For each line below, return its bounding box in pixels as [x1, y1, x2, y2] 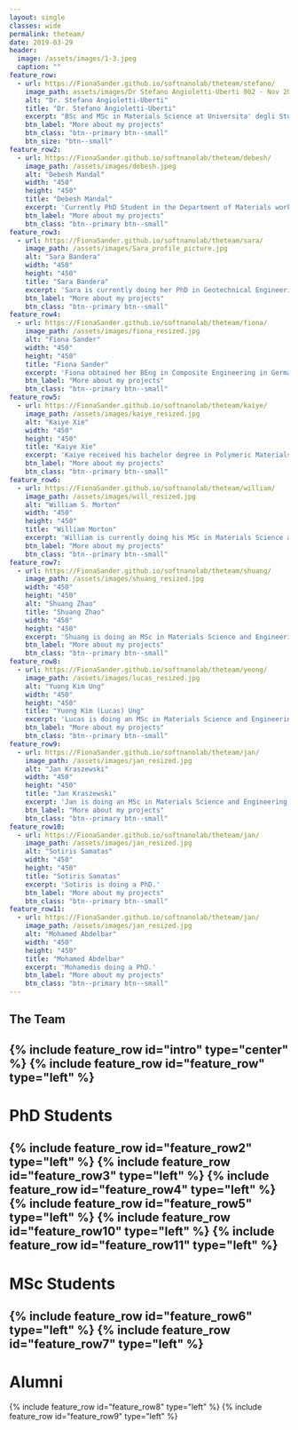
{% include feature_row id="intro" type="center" [9, 1042, 289, 1057]
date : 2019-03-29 [9, 37, 74, 47]
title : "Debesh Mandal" [25, 195, 114, 204]
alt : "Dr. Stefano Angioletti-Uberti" [25, 95, 169, 105]
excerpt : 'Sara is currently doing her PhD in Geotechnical [25, 285, 252, 294]
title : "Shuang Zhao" [25, 608, 105, 616]
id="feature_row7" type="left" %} [9, 1336, 204, 1351]
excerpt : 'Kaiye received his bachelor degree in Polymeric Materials [25, 450, 292, 460]
